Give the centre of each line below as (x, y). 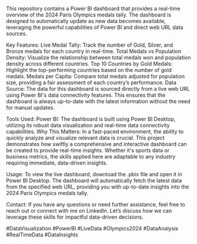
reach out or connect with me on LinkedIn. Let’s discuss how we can (89, 211)
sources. (17, 34)
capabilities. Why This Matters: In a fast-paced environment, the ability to (95, 131)
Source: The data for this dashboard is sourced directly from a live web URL (98, 89)
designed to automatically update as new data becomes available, (86, 21)
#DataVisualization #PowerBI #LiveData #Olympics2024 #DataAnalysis (92, 228)
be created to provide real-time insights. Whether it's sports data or (88, 150)
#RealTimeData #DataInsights (42, 235)
